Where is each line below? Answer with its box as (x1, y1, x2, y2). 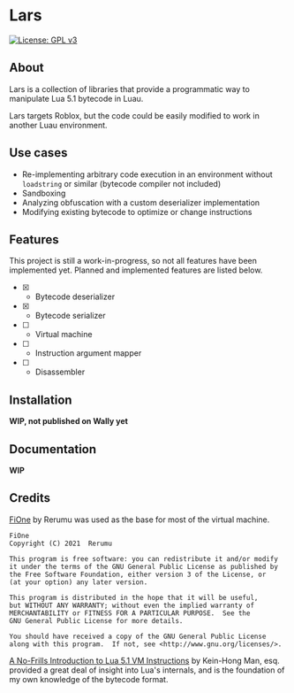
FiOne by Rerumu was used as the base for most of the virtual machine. (9, 514, 270, 525)
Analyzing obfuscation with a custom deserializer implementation (21, 196, 260, 208)
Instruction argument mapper (34, 348, 142, 358)
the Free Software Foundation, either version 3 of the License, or (9, 570, 267, 579)
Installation (9, 392, 72, 407)
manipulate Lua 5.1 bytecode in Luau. (9, 93, 144, 104)
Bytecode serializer (34, 311, 106, 321)
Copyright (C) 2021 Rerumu (9, 539, 113, 548)
